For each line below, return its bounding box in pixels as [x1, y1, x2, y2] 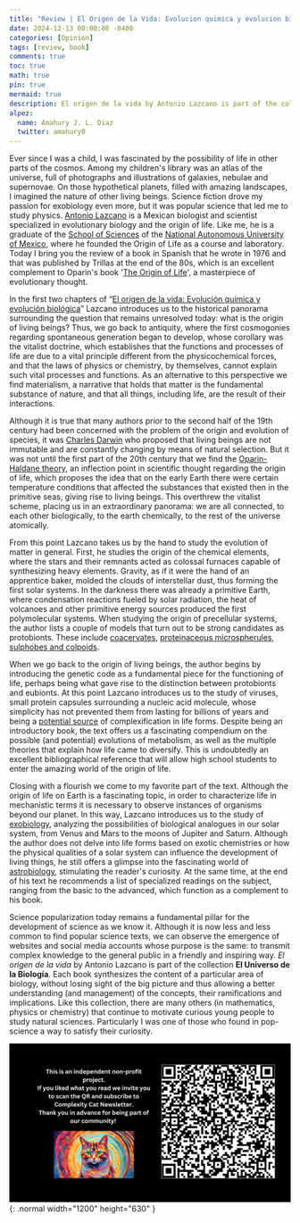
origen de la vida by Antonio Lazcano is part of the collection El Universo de [9, 959, 290, 970]
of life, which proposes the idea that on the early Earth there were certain [9, 473, 279, 483]
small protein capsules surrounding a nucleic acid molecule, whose [9, 697, 257, 708]
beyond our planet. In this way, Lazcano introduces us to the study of [9, 809, 264, 820]
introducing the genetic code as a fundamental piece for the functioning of [9, 668, 284, 679]
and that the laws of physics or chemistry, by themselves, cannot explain [9, 360, 278, 371]
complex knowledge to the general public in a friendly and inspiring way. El [9, 950, 285, 960]
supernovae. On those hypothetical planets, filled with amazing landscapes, [9, 181, 288, 192]
